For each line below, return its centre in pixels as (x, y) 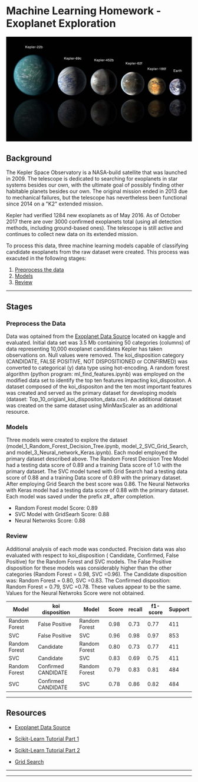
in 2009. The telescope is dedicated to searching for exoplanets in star (92, 179)
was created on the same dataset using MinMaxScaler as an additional (92, 405)
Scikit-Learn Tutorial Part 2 (47, 750)
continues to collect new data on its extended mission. (72, 234)
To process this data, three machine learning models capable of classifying (97, 246)
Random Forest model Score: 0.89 (56, 508)
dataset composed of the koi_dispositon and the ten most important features (99, 387)
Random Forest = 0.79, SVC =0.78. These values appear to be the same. (94, 587)
